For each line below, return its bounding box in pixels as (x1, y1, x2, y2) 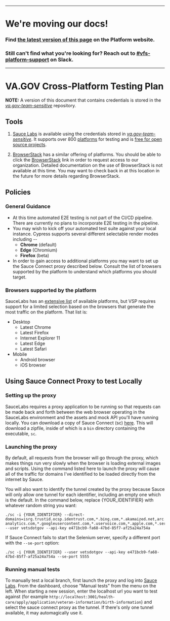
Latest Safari (20, 346, 47, 352)
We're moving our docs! (5, 18, 108, 29)
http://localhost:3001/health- (49, 595, 115, 600)
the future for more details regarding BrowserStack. (12, 173, 120, 179)
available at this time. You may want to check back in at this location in (12, 168, 160, 174)
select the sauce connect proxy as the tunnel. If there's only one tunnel (5, 604, 154, 610)
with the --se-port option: (5, 540, 60, 546)
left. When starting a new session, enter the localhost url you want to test (5, 588, 158, 595)
